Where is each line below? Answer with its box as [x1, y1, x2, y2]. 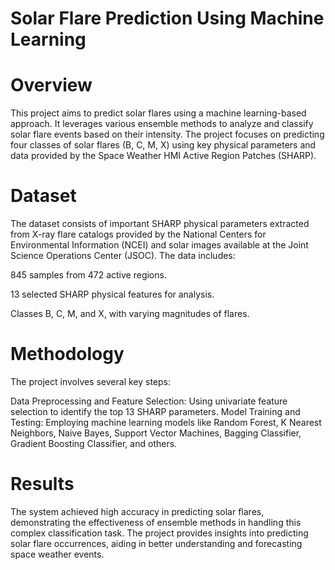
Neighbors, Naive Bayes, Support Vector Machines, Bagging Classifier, [10, 427, 302, 439]
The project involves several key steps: [10, 376, 172, 387]
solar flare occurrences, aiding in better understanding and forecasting [10, 537, 303, 549]
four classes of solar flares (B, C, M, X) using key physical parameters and [10, 139, 317, 151]
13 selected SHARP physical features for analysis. [10, 288, 215, 301]
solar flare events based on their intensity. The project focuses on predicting [10, 128, 325, 141]
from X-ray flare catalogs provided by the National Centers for [10, 228, 267, 241]
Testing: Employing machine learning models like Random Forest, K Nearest [10, 417, 322, 428]
